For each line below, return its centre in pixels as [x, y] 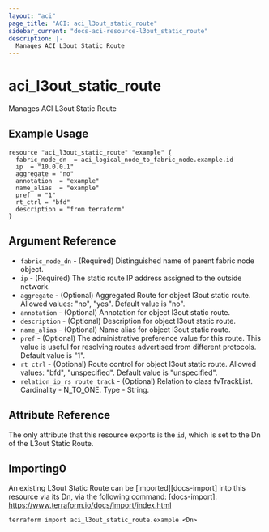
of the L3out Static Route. [51, 443]
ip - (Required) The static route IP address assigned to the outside [131, 278]
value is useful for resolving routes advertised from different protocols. [138, 347]
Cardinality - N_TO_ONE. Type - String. [85, 389]
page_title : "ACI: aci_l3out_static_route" [83, 23]
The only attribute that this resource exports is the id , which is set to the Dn [134, 435]
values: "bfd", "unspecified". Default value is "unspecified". [119, 372]
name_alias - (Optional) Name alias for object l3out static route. [125, 330]
